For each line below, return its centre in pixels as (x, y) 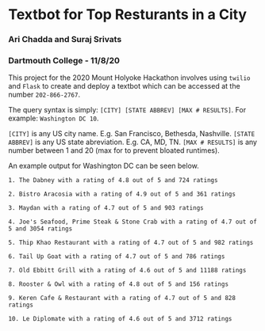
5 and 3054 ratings (40, 229)
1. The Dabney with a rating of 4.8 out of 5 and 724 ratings (113, 181)
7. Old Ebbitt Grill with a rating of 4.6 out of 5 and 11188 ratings (127, 271)
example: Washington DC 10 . (54, 118)
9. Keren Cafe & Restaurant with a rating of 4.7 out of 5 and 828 (122, 299)
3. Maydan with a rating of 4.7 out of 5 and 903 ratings (106, 208)
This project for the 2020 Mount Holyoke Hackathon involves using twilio (130, 78)
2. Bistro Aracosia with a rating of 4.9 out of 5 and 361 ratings (122, 194)
